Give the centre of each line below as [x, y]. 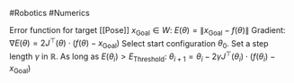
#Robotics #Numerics [49, 13]
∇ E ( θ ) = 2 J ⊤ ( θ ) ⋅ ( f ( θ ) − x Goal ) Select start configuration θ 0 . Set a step [139, 43]
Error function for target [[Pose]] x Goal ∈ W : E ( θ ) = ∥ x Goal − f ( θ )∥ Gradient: [147, 31]
